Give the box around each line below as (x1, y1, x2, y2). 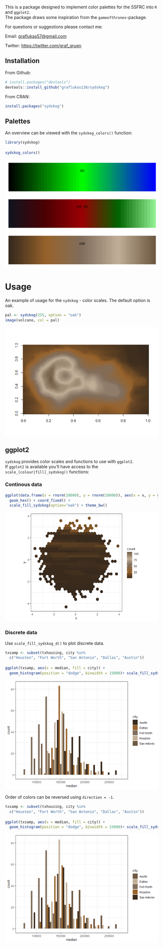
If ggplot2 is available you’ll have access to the (5, 464, 98, 470)
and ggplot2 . (5, 9, 31, 15)
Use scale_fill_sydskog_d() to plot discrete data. (5, 640, 105, 646)
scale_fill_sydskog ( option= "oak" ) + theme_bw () (9, 503, 108, 508)
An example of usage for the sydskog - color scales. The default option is (5, 297, 150, 303)
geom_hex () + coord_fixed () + (9, 498, 70, 503)
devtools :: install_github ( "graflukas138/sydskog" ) (5, 85, 110, 89)
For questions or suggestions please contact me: (5, 24, 103, 30)
